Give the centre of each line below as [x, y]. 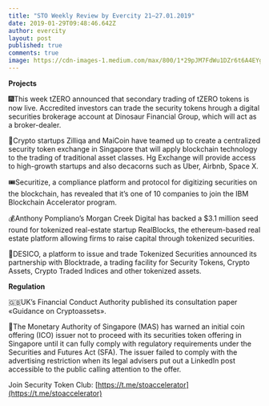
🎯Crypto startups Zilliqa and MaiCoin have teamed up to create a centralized [134, 140]
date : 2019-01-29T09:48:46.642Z [62, 23]
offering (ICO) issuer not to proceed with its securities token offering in [125, 335]
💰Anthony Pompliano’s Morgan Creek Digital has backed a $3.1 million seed [133, 218]
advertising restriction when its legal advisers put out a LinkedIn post [122, 360]
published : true [35, 46]
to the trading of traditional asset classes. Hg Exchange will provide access [132, 157]
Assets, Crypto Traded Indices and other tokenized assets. [105, 270]
